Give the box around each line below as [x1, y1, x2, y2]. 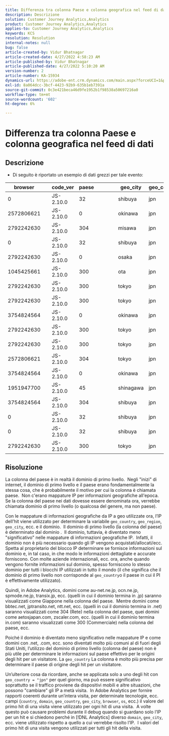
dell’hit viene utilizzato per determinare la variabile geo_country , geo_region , [5, 518, 162, 524]
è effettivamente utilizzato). [5, 577, 62, 583]
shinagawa [118, 385, 144, 392]
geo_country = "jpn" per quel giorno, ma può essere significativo [5, 676, 141, 682]
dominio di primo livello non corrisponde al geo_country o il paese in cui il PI [5, 572, 160, 578]
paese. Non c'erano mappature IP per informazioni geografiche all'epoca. [5, 492, 159, 498]
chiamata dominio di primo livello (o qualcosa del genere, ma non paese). [5, 503, 157, 509]
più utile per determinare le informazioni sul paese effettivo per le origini [5, 651, 155, 657]
